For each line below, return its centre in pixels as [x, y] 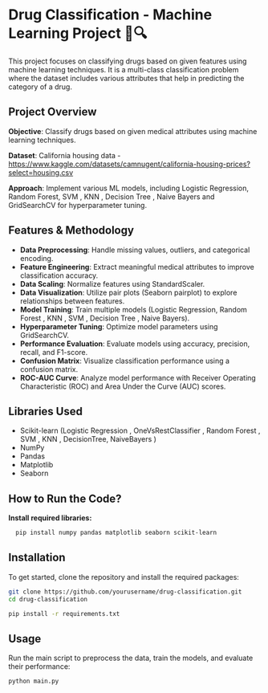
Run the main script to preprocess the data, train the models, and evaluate [131, 658]
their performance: [39, 667]
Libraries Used [45, 411]
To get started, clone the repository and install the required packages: [124, 577]
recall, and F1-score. [54, 352]
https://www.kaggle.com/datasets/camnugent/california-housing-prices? [130, 164]
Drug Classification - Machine [110, 15]
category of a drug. [40, 87]
